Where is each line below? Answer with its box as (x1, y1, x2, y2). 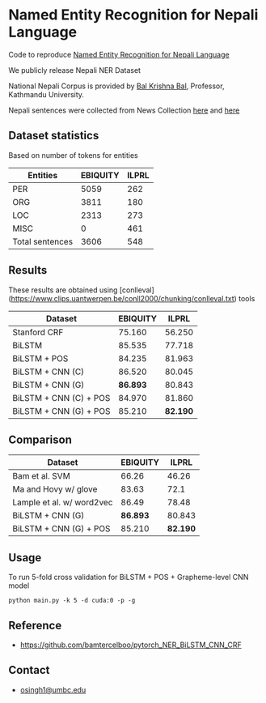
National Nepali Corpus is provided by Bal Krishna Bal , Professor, (8, 81, 225, 91)
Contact (8, 663, 50, 677)
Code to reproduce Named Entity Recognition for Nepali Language (8, 49, 230, 59)
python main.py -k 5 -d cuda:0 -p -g (8, 597, 136, 605)
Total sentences (12, 236, 74, 247)
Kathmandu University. (8, 89, 85, 99)
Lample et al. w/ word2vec (12, 496, 113, 508)
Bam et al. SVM (12, 471, 70, 482)
